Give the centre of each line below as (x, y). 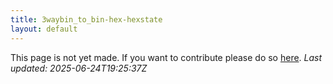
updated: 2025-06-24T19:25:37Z (79, 68)
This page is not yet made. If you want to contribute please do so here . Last (166, 57)
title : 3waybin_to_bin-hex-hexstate (86, 19)
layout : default (44, 29)
